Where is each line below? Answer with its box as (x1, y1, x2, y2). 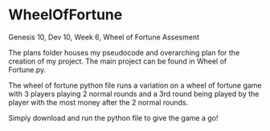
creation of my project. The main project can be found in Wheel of (8, 56, 227, 66)
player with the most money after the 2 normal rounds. (8, 97, 189, 107)
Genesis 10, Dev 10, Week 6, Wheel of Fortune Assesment (8, 32, 199, 42)
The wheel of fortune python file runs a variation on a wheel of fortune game (8, 80, 262, 90)
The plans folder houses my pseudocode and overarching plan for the (8, 47, 240, 57)
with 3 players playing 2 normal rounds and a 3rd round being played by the (8, 88, 260, 98)
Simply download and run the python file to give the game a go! (8, 113, 219, 122)
